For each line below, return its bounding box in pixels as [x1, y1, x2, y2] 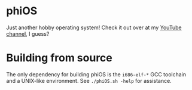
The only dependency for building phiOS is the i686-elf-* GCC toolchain [6, 70, 187, 78]
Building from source [6, 51, 112, 65]
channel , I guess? [6, 30, 50, 37]
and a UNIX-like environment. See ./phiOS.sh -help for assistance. [6, 77, 172, 84]
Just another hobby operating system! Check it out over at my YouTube [6, 24, 182, 31]
